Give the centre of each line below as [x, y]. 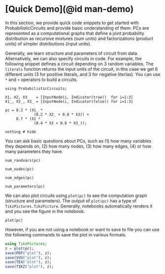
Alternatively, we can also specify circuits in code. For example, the [73, 58]
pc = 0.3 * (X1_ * [24, 110]
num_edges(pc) [20, 178]
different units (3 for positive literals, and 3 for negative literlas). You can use [83, 74]
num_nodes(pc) [20, 169]
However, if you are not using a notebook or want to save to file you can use [82, 229]
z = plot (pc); [20, 248]
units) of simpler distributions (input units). [48, 43]
